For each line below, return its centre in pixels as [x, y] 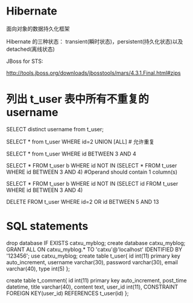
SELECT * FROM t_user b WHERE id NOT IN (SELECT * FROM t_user [92, 165]
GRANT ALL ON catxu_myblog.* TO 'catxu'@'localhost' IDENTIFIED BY [94, 249]
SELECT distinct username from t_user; [55, 129]
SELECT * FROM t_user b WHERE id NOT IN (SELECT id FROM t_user [92, 183]
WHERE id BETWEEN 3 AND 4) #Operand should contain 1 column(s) [92, 172]
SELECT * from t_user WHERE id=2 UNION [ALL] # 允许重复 [81, 142]
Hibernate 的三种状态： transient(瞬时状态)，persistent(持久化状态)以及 [95, 41]
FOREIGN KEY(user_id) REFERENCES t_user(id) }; [68, 293]
